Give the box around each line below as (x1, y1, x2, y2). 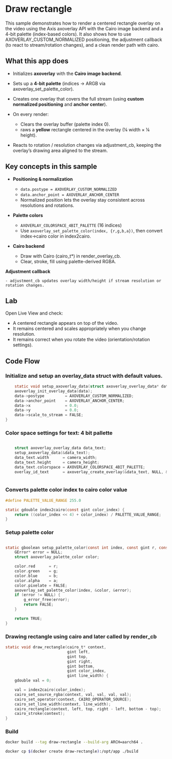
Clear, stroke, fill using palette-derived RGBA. (20, 258, 116, 264)
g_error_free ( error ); (24, 597, 70, 602)
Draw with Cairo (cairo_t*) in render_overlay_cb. (20, 252, 121, 259)
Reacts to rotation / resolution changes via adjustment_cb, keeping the (12, 142, 162, 148)
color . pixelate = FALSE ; (14, 583, 68, 588)
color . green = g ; (14, 569, 58, 574)
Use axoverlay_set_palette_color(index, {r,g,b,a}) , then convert (20, 227, 163, 233)
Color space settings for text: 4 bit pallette (5, 429, 113, 436)
